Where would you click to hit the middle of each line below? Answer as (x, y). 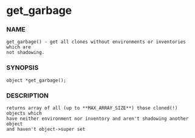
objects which (24, 113)
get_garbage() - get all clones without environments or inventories (96, 42)
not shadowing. (26, 53)
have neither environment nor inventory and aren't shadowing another (97, 119)
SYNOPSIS (22, 68)
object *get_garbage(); (36, 80)
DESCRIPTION (28, 96)
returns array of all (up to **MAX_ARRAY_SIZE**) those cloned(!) (92, 108)
